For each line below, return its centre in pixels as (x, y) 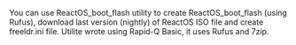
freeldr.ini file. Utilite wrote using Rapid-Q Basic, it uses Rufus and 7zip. (139, 31)
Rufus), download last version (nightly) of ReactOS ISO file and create (136, 22)
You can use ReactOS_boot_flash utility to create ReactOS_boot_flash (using (148, 13)
